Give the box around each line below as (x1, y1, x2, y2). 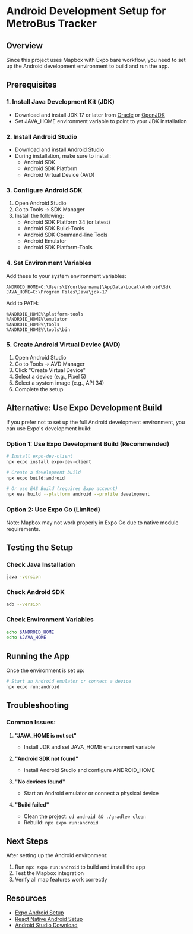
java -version (6, 574, 42, 580)
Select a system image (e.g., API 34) (14, 379, 105, 386)
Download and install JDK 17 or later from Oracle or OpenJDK (14, 111, 165, 118)
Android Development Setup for (6, 4, 166, 18)
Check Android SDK (6, 588, 65, 596)
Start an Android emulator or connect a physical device (23, 789, 159, 796)
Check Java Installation (6, 560, 75, 568)
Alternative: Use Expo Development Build (6, 403, 162, 413)
